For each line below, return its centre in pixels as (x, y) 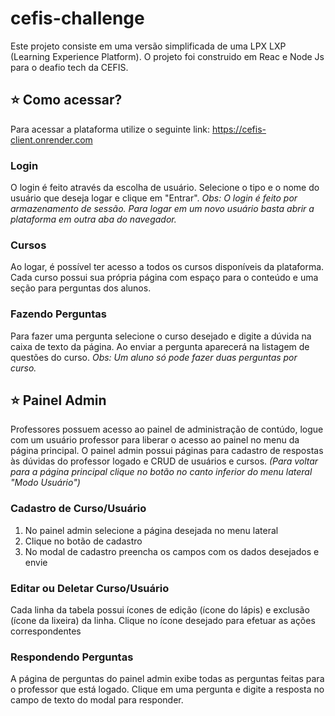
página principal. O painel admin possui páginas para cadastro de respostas (167, 451)
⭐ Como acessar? (66, 100)
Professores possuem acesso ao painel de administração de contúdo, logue (167, 429)
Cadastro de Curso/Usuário (78, 509)
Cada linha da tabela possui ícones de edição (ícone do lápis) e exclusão (160, 610)
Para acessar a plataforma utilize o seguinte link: (110, 129)
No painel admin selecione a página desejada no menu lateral (151, 530)
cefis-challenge (77, 18)
